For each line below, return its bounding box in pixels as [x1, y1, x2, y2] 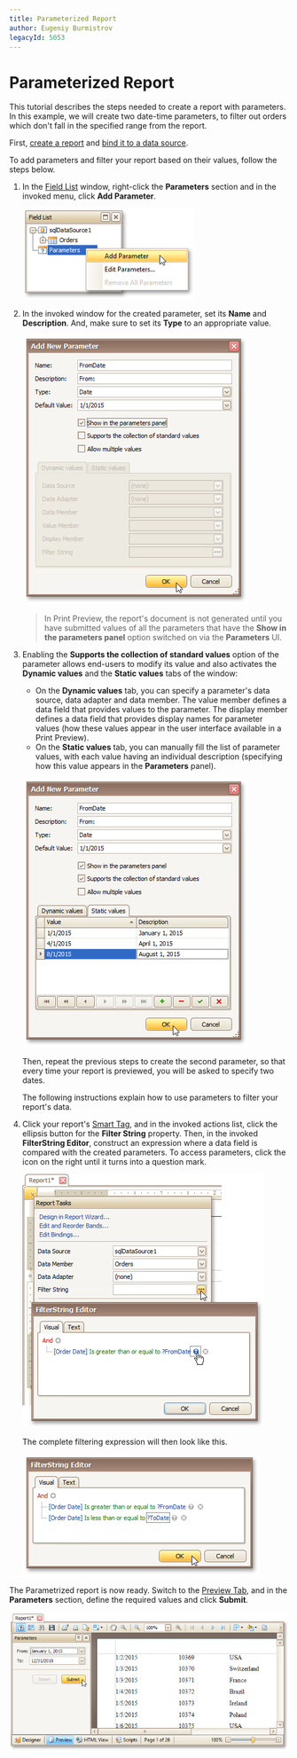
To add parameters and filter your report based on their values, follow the [9, 155, 277, 166]
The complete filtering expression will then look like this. [21, 1437, 228, 1448]
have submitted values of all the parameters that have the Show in [43, 623, 286, 633]
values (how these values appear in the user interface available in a [35, 723, 282, 734]
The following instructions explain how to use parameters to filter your [21, 1092, 278, 1103]
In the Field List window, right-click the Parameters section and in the [21, 182, 277, 192]
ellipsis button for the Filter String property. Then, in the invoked [21, 1128, 259, 1139]
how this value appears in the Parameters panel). [35, 761, 216, 772]
